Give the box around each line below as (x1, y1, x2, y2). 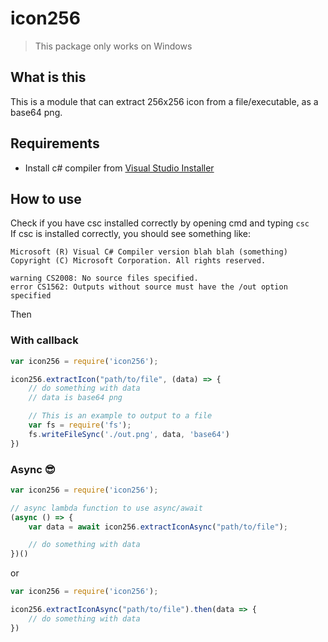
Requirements (10, 135, 100, 152)
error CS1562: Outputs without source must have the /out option (10, 282, 288, 292)
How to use (10, 190, 82, 207)
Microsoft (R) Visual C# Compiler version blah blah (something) (10, 247, 288, 257)
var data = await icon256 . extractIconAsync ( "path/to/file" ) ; (28, 522, 288, 532)
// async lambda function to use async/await (10, 503, 203, 513)
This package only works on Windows (34, 40, 193, 52)
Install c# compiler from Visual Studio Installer (24, 162, 215, 174)
